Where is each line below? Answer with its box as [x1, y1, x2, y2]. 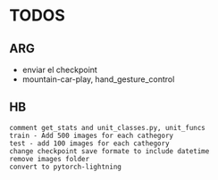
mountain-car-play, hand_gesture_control [21, 74, 175, 85]
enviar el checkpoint [21, 64, 98, 75]
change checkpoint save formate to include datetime [9, 146, 210, 156]
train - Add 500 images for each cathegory [9, 131, 174, 140]
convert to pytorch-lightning [9, 162, 122, 171]
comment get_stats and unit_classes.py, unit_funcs [9, 123, 205, 132]
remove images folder [9, 154, 90, 163]
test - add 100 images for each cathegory [9, 139, 170, 148]
